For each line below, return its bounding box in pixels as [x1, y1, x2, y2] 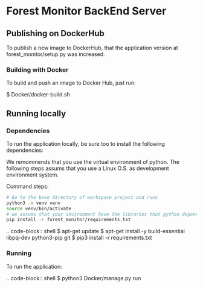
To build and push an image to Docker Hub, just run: [6, 80, 136, 87]
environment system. [6, 171, 59, 178]
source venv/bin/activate [6, 205, 71, 211]
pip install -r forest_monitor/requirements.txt [6, 217, 131, 223]
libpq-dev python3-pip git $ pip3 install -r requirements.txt [6, 234, 152, 242]
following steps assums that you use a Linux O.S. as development [6, 164, 169, 172]
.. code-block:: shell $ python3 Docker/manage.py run [6, 274, 141, 281]
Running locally [6, 108, 66, 119]
